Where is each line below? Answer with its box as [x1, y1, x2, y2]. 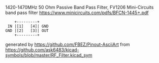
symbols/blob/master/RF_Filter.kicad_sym [5, 52, 92, 58]
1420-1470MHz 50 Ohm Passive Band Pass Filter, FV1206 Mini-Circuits [5, 5, 154, 10]
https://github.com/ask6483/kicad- [5, 47, 80, 52]
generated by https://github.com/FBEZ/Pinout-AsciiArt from [5, 41, 131, 47]
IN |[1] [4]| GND [7, 24, 49, 29]
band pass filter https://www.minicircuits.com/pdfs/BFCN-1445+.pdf [5, 10, 149, 16]
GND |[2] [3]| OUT [5, 28, 49, 33]
